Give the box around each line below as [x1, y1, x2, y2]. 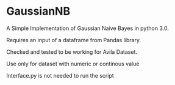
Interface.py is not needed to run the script [6, 72, 114, 79]
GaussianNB [6, 4, 71, 18]
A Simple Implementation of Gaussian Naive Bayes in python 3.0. [6, 24, 169, 32]
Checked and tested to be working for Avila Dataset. [6, 48, 138, 56]
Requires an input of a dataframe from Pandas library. [6, 36, 141, 43]
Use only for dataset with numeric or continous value [6, 60, 140, 67]
